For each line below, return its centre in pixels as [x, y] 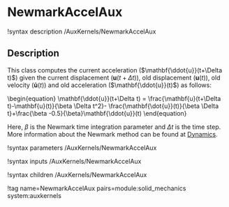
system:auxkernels [34, 195]
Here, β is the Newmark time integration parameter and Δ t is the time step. [114, 127]
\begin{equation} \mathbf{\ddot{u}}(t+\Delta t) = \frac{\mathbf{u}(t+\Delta [114, 98]
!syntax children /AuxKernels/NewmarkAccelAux [77, 174]
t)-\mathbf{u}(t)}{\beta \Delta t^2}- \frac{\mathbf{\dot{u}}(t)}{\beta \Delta [113, 106]
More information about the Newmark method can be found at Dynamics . [112, 134]
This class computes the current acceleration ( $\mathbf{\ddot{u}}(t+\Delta [115, 70]
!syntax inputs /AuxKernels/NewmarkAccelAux [74, 161]
